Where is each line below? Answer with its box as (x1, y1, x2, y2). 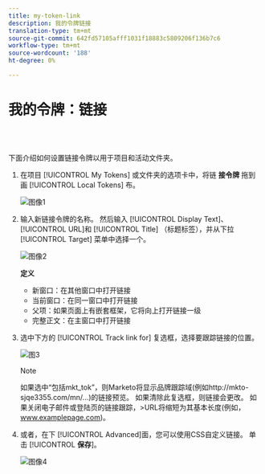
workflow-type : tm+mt (8, 42, 81, 50)
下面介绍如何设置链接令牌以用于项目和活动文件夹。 (8, 153, 177, 162)
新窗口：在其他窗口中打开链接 (31, 285, 131, 295)
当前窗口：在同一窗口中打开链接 (31, 295, 138, 305)
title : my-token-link (8, 11, 81, 20)
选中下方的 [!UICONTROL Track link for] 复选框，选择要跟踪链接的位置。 (19, 333, 259, 342)
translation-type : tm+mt (8, 27, 92, 35)
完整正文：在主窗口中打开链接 (31, 315, 131, 325)
